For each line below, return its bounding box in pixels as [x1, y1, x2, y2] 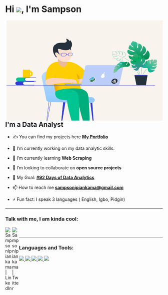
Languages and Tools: [19, 244, 74, 251]
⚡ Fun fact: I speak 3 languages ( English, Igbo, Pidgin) [12, 196, 125, 202]
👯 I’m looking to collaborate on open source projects [12, 165, 121, 171]
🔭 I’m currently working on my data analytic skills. [12, 145, 115, 151]
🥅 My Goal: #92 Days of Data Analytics [12, 174, 94, 181]
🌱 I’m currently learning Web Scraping [12, 155, 92, 161]
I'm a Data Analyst [5, 120, 63, 129]
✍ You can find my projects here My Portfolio [12, 134, 108, 140]
